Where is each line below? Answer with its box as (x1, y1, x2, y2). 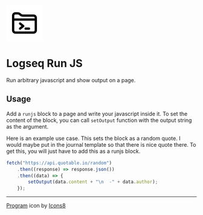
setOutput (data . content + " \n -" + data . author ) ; (28, 179, 158, 185)
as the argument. (6, 123, 49, 130)
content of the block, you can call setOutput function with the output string (6, 117, 192, 124)
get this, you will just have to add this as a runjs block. (6, 147, 141, 155)
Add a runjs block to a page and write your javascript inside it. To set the (6, 110, 188, 117)
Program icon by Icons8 (6, 202, 66, 210)
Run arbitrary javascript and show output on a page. (6, 76, 136, 83)
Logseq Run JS (6, 57, 83, 71)
